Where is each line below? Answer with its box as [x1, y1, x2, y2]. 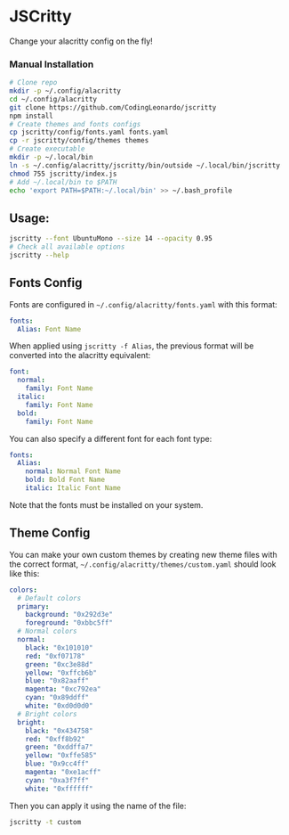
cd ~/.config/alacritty [9, 94, 98, 103]
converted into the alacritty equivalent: [9, 350, 151, 361]
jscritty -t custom [9, 817, 82, 826]
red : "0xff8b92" [25, 734, 86, 743]
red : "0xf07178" [25, 651, 86, 660]
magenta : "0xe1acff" [25, 768, 101, 777]
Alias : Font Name [17, 324, 82, 333]
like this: [9, 568, 40, 578]
